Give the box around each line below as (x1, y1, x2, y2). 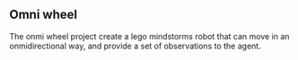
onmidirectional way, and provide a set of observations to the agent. (9, 40, 262, 51)
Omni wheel (9, 7, 78, 22)
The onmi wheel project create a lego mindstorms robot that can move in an (9, 30, 290, 41)
